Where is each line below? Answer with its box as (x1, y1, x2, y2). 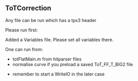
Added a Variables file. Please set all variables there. (5, 36, 114, 42)
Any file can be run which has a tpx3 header (5, 17, 97, 23)
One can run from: (5, 46, 43, 52)
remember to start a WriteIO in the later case (12, 71, 105, 77)
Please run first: (5, 27, 38, 33)
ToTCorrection (5, 4, 52, 12)
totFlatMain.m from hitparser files (12, 56, 82, 62)
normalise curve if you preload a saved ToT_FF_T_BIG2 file (12, 61, 133, 67)
